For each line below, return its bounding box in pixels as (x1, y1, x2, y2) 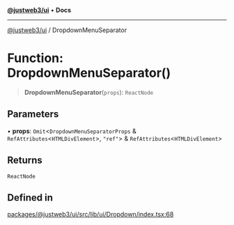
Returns (7, 155, 43, 166)
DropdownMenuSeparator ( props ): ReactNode (24, 88, 154, 96)
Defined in (7, 192, 54, 203)
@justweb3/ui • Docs (7, 6, 72, 14)
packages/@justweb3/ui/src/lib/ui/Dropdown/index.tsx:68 (7, 210, 174, 219)
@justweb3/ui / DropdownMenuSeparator (7, 26, 127, 34)
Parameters (7, 108, 59, 121)
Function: (7, 50, 64, 66)
